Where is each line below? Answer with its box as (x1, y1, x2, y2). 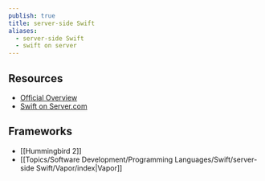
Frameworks (8, 125, 73, 138)
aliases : (8, 27, 38, 35)
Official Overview (19, 93, 78, 102)
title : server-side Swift (8, 19, 95, 27)
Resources (8, 72, 63, 85)
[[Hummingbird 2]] (19, 146, 82, 155)
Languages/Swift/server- (174, 154, 258, 164)
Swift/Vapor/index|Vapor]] (35, 162, 123, 173)
